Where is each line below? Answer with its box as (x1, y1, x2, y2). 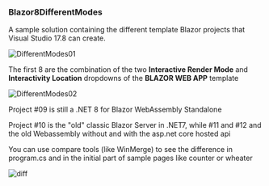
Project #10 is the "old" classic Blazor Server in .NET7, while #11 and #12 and (8, 120, 262, 130)
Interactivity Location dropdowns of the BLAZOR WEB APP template (8, 74, 239, 83)
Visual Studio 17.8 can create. (8, 33, 107, 43)
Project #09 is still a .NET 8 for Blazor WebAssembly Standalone (8, 104, 222, 115)
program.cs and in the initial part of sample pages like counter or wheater (8, 153, 253, 163)
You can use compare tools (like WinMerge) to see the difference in (8, 145, 233, 154)
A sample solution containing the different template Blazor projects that (8, 25, 246, 35)
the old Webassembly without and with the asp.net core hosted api (8, 129, 231, 139)
